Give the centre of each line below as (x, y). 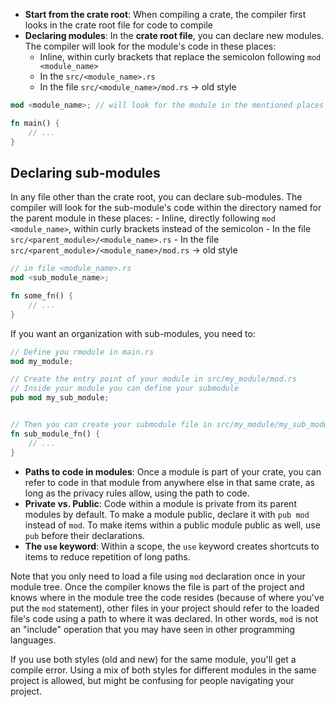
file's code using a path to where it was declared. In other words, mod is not (164, 618)
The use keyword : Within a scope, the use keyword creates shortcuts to (172, 546)
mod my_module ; (42, 361)
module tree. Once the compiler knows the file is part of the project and (157, 586)
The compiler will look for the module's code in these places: (150, 46)
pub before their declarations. (85, 535)
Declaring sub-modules (85, 172)
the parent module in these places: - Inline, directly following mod (143, 218)
